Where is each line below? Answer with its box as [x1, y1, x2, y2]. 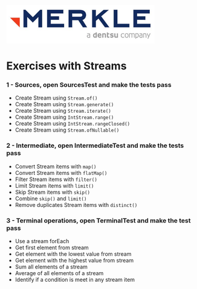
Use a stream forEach [15, 238, 69, 245]
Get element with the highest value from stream [15, 257, 134, 264]
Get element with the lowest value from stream [15, 250, 132, 258]
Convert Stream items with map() [15, 162, 97, 170]
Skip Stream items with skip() [15, 188, 91, 195]
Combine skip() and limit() [15, 195, 87, 202]
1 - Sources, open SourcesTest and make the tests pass [6, 81, 172, 89]
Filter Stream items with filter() [15, 176, 98, 183]
